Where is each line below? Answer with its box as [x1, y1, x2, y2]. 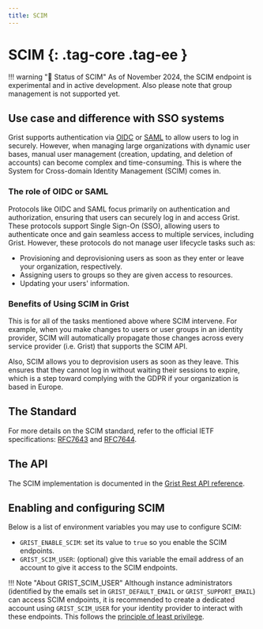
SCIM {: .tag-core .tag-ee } [8, 45, 188, 63]
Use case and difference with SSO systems [8, 112, 225, 125]
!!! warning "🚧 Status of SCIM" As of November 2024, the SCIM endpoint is [8, 72, 253, 82]
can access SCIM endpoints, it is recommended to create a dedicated [8, 595, 235, 604]
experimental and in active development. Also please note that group [8, 80, 232, 90]
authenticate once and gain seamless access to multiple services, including [8, 229, 254, 238]
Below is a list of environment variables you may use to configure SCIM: [8, 522, 242, 532]
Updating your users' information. [19, 278, 130, 288]
